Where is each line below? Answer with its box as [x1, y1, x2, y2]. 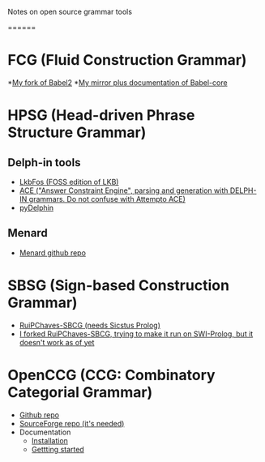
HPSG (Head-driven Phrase [7, 106, 195, 125]
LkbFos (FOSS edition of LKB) [19, 177, 119, 186]
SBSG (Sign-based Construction [7, 276, 230, 294]
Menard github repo [19, 247, 87, 258]
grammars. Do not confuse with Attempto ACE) [28, 194, 186, 203]
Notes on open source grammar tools [7, 7, 133, 16]
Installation [31, 435, 68, 445]
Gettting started [31, 444, 84, 454]
